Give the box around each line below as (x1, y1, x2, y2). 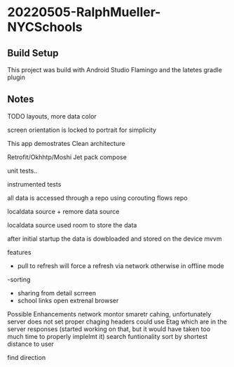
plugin (7, 73, 26, 81)
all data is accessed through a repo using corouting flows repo (7, 194, 188, 202)
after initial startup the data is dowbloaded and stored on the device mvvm (7, 234, 222, 243)
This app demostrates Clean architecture (7, 139, 125, 147)
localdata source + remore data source (7, 207, 120, 215)
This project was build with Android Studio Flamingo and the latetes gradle (7, 66, 223, 74)
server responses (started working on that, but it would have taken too (7, 324, 211, 333)
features (7, 248, 32, 256)
